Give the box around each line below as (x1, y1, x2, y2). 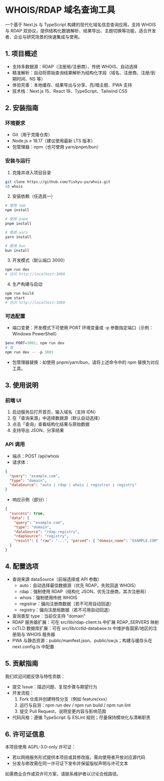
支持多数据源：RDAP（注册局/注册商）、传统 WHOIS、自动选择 (12, 63, 138, 69)
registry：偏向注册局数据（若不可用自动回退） (19, 606, 113, 613)
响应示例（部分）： (12, 497, 49, 503)
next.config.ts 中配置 (12, 643, 55, 650)
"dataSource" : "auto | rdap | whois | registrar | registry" (9, 482, 137, 488)
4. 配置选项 (5, 562, 39, 571)
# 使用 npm (5, 203, 26, 208)
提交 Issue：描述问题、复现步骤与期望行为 (12, 683, 97, 689)
